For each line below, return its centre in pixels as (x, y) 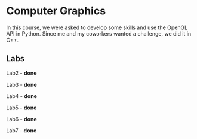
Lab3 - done (21, 84)
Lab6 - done (21, 119)
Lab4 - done (22, 96)
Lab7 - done (21, 130)
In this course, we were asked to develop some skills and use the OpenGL (97, 27)
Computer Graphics (56, 11)
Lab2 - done (21, 73)
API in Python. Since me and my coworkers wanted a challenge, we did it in (99, 33)
